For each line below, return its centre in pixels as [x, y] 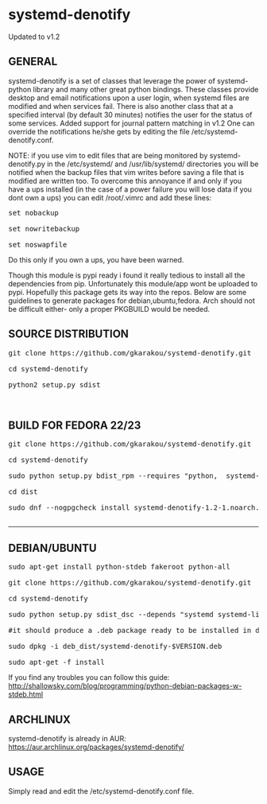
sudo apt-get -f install [56, 662]
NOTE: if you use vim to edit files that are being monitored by [108, 155]
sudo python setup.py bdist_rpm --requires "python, [113, 476]
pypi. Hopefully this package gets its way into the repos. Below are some [128, 292]
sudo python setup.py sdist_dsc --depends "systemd [111, 615]
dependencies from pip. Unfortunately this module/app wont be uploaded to [133, 283]
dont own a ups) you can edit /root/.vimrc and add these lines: [110, 197]
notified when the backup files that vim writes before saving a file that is [126, 172]
